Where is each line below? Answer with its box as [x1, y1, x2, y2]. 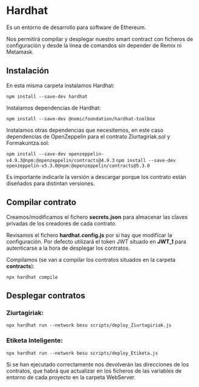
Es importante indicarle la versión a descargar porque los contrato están [6, 173, 186, 180]
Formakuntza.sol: [6, 139, 50, 146]
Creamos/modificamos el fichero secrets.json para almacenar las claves [6, 213, 188, 221]
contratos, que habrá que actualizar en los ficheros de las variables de [6, 367, 182, 374]
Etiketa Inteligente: [6, 336, 64, 345]
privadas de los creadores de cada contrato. [6, 220, 117, 227]
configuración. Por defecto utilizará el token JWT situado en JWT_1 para [6, 238, 186, 245]
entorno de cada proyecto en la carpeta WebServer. [6, 373, 136, 381]
